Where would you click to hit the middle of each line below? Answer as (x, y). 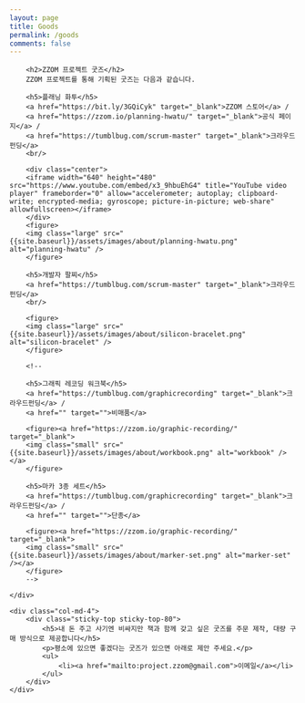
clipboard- (258, 194)
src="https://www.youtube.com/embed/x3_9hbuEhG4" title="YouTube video (148, 186)
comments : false (40, 43)
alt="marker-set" (258, 556)
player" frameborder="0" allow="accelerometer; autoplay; (122, 194)
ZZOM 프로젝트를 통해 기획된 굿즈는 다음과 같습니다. (111, 80)
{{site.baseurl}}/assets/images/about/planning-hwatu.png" (124, 242)
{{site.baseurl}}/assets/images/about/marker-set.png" (116, 556)
